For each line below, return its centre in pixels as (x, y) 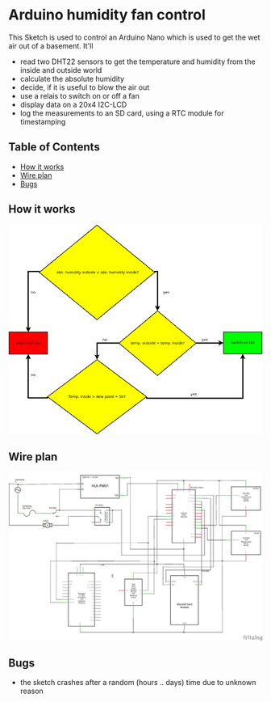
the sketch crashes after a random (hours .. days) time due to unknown (138, 683)
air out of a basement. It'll (51, 45)
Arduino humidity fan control (107, 15)
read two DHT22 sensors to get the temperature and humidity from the (138, 61)
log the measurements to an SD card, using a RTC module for (122, 113)
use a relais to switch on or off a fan (79, 95)
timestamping (43, 121)
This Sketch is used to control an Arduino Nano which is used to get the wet (134, 37)
